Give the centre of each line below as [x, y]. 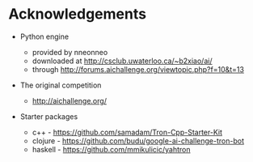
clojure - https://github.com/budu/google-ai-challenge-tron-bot [138, 141]
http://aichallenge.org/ [70, 100]
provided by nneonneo [70, 52]
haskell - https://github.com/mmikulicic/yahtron [112, 149]
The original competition [61, 85]
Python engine [44, 36]
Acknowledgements [78, 14]
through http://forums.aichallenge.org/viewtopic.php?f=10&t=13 [138, 69]
